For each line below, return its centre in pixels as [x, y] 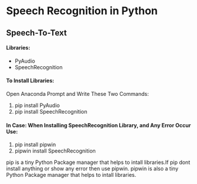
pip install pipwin [35, 145]
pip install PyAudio [37, 105]
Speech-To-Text [36, 33]
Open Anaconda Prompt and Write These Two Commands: [77, 93]
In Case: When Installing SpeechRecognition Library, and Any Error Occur [98, 125]
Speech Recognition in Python [82, 11]
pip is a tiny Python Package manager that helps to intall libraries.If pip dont [98, 162]
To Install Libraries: [30, 80]
